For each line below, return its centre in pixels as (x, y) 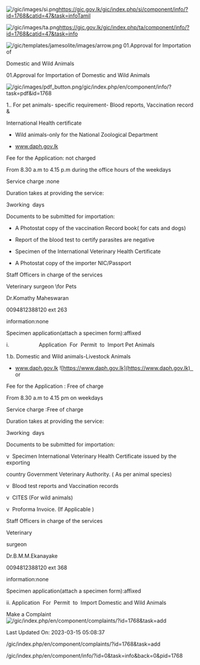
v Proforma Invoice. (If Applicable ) (50, 509)
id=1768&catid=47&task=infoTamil (48, 16)
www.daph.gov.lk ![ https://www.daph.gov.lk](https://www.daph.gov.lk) (103, 368)
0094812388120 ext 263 (37, 310)
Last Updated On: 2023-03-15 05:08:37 (56, 632)
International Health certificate (44, 123)
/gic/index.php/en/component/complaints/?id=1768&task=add (83, 644)
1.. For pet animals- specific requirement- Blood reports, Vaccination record (100, 105)
